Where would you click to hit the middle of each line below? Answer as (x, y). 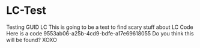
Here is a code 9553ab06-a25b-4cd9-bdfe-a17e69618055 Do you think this (100, 33)
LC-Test (26, 10)
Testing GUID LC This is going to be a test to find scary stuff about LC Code (100, 27)
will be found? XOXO (32, 40)
